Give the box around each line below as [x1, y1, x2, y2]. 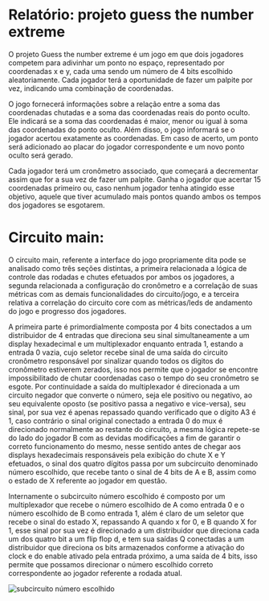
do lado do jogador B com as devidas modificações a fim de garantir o [8, 433, 241, 443]
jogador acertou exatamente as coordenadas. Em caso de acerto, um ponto [8, 133, 259, 142]
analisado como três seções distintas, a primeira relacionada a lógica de [8, 263, 247, 273]
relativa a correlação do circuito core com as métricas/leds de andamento [8, 298, 253, 307]
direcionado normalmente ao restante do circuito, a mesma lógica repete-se [8, 424, 260, 434]
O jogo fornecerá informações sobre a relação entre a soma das [8, 99, 221, 109]
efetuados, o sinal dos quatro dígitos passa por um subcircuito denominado [8, 459, 259, 468]
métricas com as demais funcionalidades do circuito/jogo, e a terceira [8, 289, 239, 298]
